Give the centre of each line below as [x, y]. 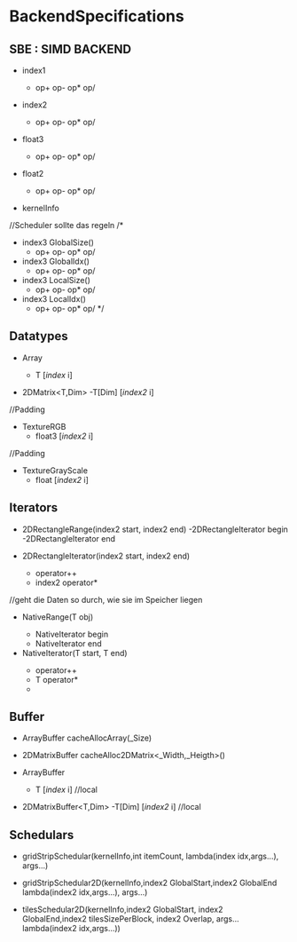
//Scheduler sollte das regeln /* [66, 225]
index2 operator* [66, 582]
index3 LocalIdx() [54, 299]
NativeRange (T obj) [58, 617]
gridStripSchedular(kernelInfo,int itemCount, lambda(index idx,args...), [150, 856]
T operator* [56, 679]
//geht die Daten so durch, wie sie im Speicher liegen [106, 599]
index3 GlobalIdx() [56, 261]
